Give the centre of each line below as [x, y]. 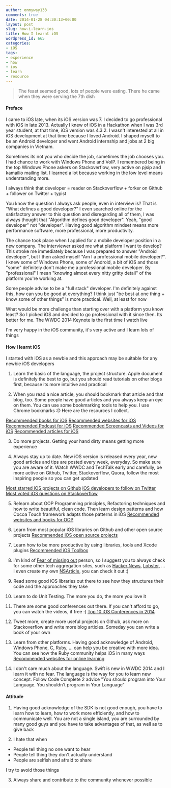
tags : [11, 53]
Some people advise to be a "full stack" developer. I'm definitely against [81, 289]
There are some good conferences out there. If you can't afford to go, [86, 606]
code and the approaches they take [50, 587]
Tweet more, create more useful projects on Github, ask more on [81, 622]
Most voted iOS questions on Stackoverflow [52, 494]
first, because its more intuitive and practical [60, 385]
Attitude [15, 696]
